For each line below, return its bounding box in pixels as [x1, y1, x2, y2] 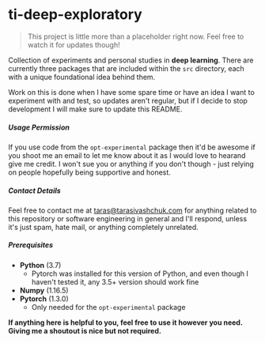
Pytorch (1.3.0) [19, 294, 69, 303]
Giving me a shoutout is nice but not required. [8, 326, 162, 335]
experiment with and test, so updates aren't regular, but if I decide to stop [8, 96, 248, 105]
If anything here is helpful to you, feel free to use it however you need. [8, 318, 243, 327]
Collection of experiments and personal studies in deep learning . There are [8, 55, 254, 65]
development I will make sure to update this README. [8, 104, 183, 114]
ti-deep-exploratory [8, 6, 142, 24]
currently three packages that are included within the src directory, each [8, 63, 245, 73]
